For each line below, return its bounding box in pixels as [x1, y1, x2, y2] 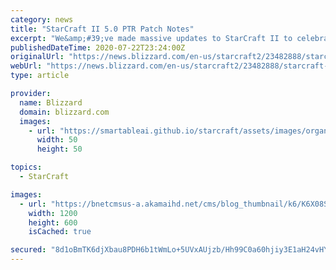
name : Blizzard [19, 97, 83, 108]
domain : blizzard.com [19, 107, 110, 117]
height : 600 [28, 217, 78, 228]
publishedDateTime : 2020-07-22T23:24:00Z [10, 42, 186, 53]
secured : [10, 245, 47, 255]
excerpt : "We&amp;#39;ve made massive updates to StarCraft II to [10, 33, 293, 43]
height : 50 [36, 144, 83, 155]
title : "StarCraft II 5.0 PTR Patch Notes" [10, 24, 195, 34]
